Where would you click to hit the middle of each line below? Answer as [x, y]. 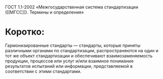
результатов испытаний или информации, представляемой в [69, 66]
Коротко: [25, 32]
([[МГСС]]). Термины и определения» [45, 12]
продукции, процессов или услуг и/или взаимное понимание [69, 61]
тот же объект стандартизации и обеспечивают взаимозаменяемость [79, 56]
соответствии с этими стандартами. [43, 71]
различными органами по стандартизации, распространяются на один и [82, 50]
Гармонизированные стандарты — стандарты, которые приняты [73, 45]
